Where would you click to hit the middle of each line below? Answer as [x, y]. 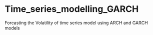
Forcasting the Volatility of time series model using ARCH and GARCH [76, 23]
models [12, 28]
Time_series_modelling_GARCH [72, 9]
